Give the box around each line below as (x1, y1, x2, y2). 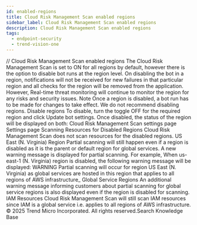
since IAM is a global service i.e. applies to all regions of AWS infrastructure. (6, 201, 191, 208)
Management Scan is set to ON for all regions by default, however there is (6, 63, 185, 70)
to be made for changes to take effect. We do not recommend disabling (6, 101, 179, 108)
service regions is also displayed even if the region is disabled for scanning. (6, 189, 190, 196)
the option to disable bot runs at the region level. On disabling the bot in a (6, 70, 184, 77)
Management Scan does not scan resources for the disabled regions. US (6, 132, 182, 139)
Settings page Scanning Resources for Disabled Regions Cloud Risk (6, 126, 171, 133)
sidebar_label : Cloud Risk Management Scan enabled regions (6, 19, 157, 25)
